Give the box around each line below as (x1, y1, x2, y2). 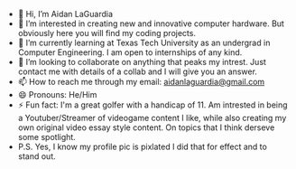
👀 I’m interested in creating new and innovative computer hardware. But (17, 18, 284, 29)
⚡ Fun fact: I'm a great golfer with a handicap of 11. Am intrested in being (17, 99, 288, 110)
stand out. (17, 151, 56, 162)
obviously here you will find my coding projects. (17, 28, 197, 38)
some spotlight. (17, 132, 77, 142)
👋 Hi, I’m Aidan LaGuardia (17, 9, 113, 19)
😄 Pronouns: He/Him (17, 89, 97, 99)
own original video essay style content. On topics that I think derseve (17, 122, 275, 133)
